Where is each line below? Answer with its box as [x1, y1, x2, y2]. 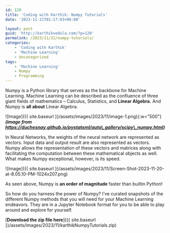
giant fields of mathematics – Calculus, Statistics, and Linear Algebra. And [5, 98, 161, 104]
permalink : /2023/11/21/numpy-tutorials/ [5, 36, 94, 41]
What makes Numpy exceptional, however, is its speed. [5, 156, 121, 162]
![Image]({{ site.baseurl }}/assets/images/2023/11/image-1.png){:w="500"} [5, 113, 162, 120]
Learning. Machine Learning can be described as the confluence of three [5, 93, 158, 99]
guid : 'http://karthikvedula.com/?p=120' [5, 31, 94, 36]
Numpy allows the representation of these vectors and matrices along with [5, 145, 161, 151]
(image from [5, 119, 32, 125]
